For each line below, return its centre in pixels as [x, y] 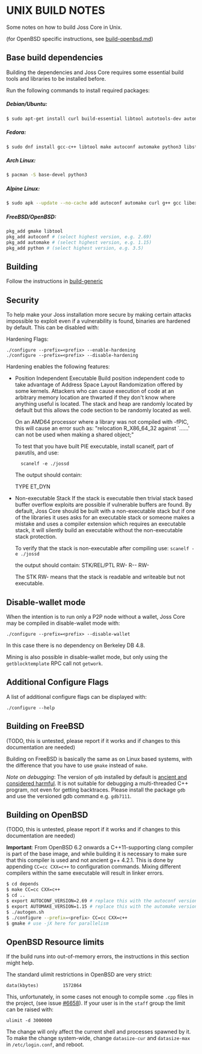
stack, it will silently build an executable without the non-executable [99, 530]
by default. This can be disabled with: [53, 327]
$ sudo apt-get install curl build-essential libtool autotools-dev [94, 119]
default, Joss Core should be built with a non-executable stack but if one [105, 511]
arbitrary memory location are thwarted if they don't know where [95, 397]
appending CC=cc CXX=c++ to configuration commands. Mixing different [94, 867]
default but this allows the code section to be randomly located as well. [103, 411]
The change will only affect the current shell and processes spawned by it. [99, 1032]
